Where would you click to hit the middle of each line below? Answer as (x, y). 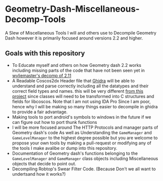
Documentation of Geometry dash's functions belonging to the (75, 153)
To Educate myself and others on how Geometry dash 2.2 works (77, 65)
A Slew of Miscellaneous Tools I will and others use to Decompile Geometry (81, 33)
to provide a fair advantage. (40, 112)
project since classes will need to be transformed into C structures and (83, 96)
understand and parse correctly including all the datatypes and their (80, 86)
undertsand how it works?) (39, 174)
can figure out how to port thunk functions (54, 122)
